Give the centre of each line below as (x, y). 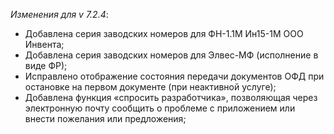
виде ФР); (46, 65)
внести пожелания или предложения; (105, 118)
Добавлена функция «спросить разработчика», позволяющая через (171, 97)
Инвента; (44, 44)
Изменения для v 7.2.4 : (59, 14)
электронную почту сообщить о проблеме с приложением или (160, 108)
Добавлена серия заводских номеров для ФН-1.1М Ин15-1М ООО (164, 33)
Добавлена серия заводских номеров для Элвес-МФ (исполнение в (171, 55)
